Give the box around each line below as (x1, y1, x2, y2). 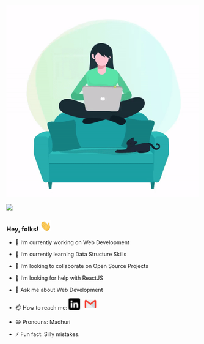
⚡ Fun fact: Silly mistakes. (15, 331, 81, 338)
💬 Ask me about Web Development (15, 286, 103, 294)
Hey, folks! (6, 225, 39, 234)
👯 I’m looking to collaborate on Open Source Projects (15, 263, 148, 270)
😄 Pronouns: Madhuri (15, 318, 71, 326)
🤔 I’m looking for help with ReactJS (15, 274, 104, 282)
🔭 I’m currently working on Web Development (15, 239, 130, 246)
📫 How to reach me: (15, 304, 68, 312)
